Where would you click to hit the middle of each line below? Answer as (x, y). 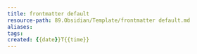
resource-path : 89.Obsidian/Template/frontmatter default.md (99, 20)
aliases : (20, 27)
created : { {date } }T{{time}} (49, 40)
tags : (15, 33)
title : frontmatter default (49, 14)
